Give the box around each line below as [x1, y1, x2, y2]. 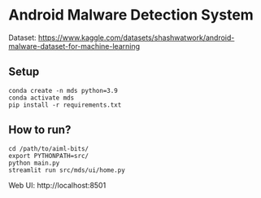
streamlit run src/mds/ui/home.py [8, 165, 126, 174]
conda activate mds [8, 94, 75, 102]
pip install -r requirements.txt [8, 100, 122, 109]
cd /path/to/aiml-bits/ [8, 144, 89, 152]
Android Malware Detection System [8, 6, 254, 24]
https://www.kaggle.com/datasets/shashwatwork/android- [37, 33, 235, 42]
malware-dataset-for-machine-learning [8, 41, 141, 51]
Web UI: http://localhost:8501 [8, 180, 107, 190]
